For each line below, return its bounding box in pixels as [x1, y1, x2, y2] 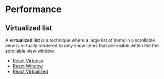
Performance [5, 4, 62, 15]
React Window [12, 63, 43, 69]
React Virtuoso [12, 58, 44, 64]
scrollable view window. [5, 48, 55, 54]
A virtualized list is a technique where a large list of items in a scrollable [5, 37, 155, 43]
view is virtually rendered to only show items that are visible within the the [5, 43, 159, 49]
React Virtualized [12, 68, 48, 74]
